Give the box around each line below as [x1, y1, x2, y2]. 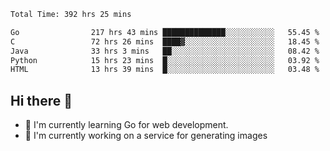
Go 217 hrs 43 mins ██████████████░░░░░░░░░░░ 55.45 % [10, 27, 320, 37]
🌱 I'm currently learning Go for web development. [24, 119, 229, 131]
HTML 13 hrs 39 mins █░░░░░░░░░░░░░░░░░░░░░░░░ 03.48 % [10, 65, 320, 75]
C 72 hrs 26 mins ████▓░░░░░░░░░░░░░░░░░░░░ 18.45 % [10, 36, 320, 47]
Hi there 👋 [10, 92, 73, 109]
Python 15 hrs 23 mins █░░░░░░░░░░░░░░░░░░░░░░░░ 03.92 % [10, 55, 320, 65]
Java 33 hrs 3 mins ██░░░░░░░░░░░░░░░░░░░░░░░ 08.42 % [10, 46, 320, 56]
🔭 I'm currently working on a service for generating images [24, 130, 268, 142]
